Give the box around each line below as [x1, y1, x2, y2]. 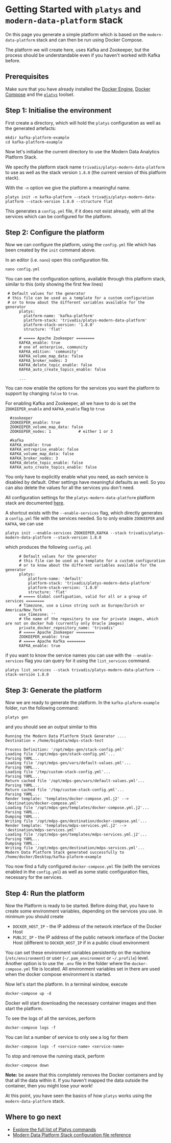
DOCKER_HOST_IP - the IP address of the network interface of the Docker [12, 923, 162, 929]
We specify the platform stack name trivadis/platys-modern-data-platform [5, 164, 165, 170]
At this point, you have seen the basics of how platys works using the [5, 1092, 152, 1099]
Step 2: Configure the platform [5, 228, 105, 237]
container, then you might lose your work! [5, 1083, 93, 1089]
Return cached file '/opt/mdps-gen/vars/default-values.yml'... [5, 778, 145, 784]
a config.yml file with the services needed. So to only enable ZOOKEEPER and [5, 515, 164, 522]
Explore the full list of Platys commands [12, 1126, 96, 1132]
